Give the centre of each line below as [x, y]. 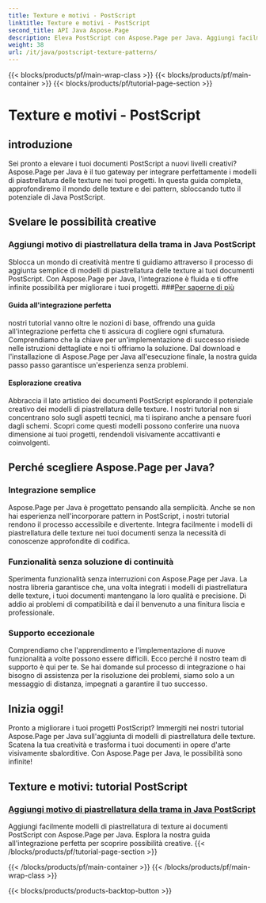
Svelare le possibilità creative [82, 222]
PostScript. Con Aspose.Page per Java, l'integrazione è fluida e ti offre [123, 279]
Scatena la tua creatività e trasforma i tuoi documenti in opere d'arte [120, 745]
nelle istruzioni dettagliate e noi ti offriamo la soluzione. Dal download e [125, 348]
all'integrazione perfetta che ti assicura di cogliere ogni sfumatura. [117, 331]
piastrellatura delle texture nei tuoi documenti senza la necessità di [117, 532]
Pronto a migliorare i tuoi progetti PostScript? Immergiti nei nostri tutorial [126, 728]
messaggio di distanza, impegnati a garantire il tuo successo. [108, 684]
